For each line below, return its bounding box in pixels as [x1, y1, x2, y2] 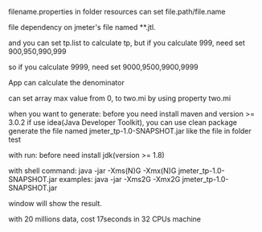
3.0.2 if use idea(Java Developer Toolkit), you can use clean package [8, 118, 237, 127]
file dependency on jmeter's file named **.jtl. [8, 23, 156, 31]
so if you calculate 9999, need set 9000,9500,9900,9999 [8, 62, 199, 72]
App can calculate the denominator [8, 78, 125, 87]
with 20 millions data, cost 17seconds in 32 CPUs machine [8, 214, 202, 224]
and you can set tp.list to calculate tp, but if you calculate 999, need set [8, 38, 245, 48]
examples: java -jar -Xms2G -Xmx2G [59, 175, 181, 184]
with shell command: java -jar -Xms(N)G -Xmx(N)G [8, 166, 177, 176]
